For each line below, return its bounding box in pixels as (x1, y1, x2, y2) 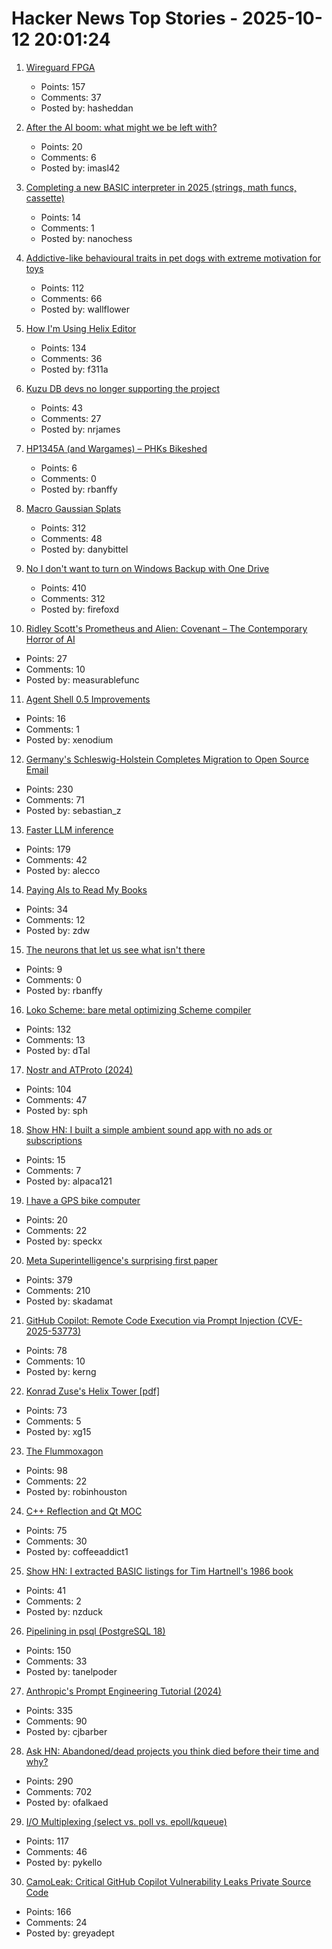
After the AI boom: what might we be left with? (25, 121, 218, 133)
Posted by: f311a (40, 363, 109, 375)
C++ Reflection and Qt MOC (25, 1505, 143, 1517)
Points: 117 (25, 1835, 69, 1847)
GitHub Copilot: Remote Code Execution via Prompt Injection (25, 1314, 276, 1326)
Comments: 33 (25, 1655, 88, 1667)
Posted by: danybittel (40, 543, 129, 555)
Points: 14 (40, 211, 82, 223)
